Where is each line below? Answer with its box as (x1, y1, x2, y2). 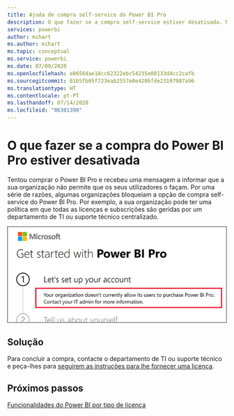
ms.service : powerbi (7, 56, 68, 63)
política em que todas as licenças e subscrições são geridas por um (7, 205, 203, 213)
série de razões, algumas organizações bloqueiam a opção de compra (7, 190, 210, 199)
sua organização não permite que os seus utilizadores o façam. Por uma (7, 183, 215, 191)
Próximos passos (7, 382, 84, 394)
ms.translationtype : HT (7, 84, 77, 92)
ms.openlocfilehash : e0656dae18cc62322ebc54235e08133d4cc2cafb (7, 70, 195, 77)
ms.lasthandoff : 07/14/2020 (7, 100, 89, 107)
